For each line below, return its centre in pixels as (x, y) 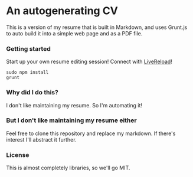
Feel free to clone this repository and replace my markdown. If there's (91, 133)
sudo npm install (27, 73)
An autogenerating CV (62, 11)
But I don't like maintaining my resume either (71, 120)
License (18, 155)
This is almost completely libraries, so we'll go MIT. (68, 168)
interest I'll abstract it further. (41, 139)
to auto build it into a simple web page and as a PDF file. (74, 33)
